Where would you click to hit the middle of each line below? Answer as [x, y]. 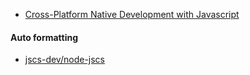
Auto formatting [44, 37]
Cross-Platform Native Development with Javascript [132, 14]
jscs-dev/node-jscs [64, 60]
